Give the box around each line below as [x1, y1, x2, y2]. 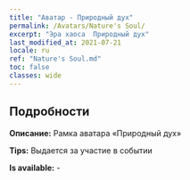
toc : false [9, 63, 50, 72]
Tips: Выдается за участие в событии [9, 144, 153, 156]
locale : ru [9, 46, 50, 55]
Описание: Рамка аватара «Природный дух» [9, 127, 182, 138]
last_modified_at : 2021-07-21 [9, 37, 122, 47]
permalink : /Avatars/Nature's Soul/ [9, 21, 145, 30]
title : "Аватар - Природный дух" [9, 12, 134, 22]
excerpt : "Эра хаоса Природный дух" [9, 29, 150, 38]
